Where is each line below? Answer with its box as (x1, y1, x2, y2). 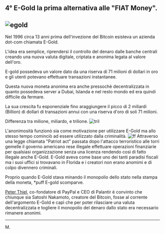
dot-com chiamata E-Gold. (5, 39, 59, 45)
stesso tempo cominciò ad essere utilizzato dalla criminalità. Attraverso (5, 133, 158, 139)
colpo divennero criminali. (5, 165, 57, 171)
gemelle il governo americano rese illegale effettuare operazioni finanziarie (5, 144, 157, 150)
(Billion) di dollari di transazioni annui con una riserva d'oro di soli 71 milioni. (5, 109, 158, 115)
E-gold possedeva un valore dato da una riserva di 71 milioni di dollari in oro (5, 69, 158, 75)
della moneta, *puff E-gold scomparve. (5, 180, 84, 186)
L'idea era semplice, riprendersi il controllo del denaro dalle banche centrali (5, 49, 158, 55)
